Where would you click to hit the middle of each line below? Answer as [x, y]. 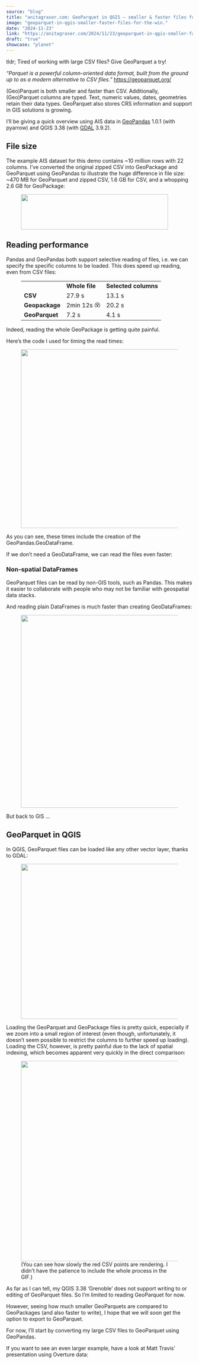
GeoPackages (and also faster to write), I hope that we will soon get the [93, 1312]
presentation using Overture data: [47, 1355]
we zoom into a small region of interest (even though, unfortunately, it [91, 1033]
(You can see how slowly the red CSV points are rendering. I [94, 1264]
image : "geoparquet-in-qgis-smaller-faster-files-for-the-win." [87, 23]
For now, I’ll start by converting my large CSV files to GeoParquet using [93, 1330]
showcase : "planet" [30, 45]
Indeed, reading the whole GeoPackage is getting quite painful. [83, 329]
